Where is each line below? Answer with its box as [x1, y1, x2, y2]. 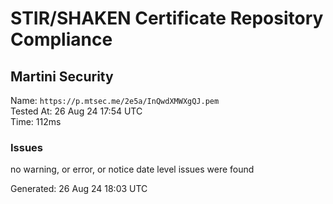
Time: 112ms [10, 116, 62, 127]
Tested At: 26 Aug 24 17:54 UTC [10, 105, 143, 117]
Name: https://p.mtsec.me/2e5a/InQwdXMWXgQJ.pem [10, 95, 220, 106]
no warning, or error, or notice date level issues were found [10, 163, 255, 176]
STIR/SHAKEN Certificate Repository [10, 7, 324, 30]
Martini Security [10, 68, 114, 85]
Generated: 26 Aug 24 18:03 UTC [10, 183, 148, 195]
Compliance [10, 28, 113, 51]
